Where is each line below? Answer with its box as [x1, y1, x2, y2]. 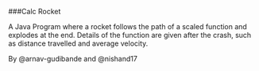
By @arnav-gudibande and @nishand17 [8, 54, 137, 63]
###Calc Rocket [8, 7, 61, 16]
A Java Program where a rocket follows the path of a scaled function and [8, 22, 248, 31]
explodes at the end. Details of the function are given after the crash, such [8, 31, 252, 39]
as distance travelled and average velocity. [8, 39, 149, 48]
